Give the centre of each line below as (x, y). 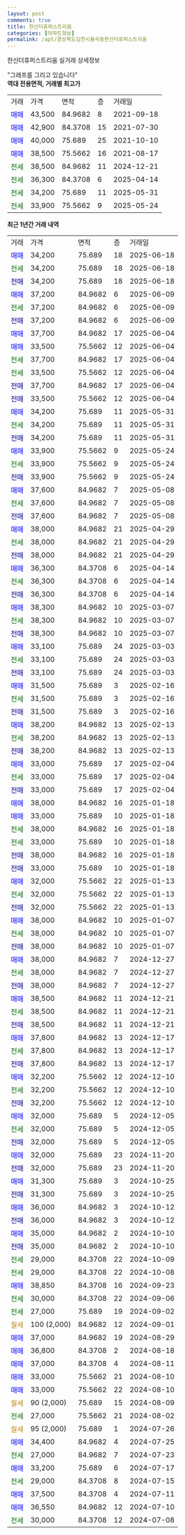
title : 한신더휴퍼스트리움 (39, 26)
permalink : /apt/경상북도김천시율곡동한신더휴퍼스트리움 (77, 40)
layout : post (26, 14)
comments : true (29, 20)
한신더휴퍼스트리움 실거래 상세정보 (54, 61)
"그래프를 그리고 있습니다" (43, 75)
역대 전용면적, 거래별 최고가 (44, 83)
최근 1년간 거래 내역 (33, 225)
